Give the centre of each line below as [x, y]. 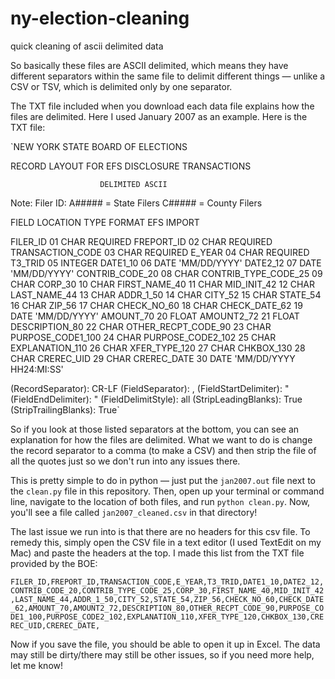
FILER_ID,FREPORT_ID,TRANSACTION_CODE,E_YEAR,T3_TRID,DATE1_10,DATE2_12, [167, 582]
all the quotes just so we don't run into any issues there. [125, 461]
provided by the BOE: [54, 563]
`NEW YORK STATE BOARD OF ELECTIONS [99, 146]
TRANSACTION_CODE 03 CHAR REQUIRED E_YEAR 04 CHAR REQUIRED [160, 252]
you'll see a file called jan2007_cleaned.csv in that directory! [134, 512]
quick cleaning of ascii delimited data [87, 46]
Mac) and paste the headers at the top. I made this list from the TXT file [157, 553]
